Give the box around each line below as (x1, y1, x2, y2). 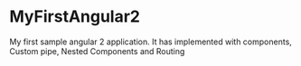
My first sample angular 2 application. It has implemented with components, (9, 36, 292, 47)
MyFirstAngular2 (9, 6, 140, 27)
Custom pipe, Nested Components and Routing (9, 45, 185, 56)
